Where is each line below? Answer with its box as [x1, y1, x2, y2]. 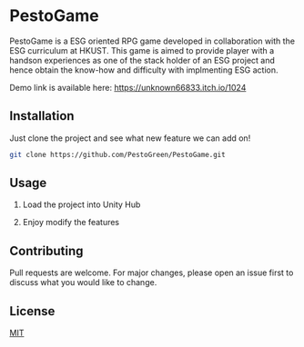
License [9, 303, 56, 319]
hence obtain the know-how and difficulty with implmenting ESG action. [9, 64, 279, 75]
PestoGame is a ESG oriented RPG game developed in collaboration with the [9, 35, 296, 46]
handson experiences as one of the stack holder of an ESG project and [9, 55, 276, 65]
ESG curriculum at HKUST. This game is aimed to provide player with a [9, 45, 275, 55]
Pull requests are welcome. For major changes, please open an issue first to [9, 267, 294, 278]
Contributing [9, 243, 84, 259]
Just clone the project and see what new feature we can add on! [9, 133, 251, 144]
